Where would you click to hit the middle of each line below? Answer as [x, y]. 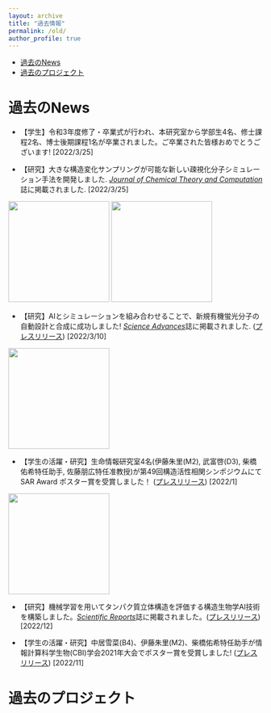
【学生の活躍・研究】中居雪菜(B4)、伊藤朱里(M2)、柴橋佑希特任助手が [138, 643]
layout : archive [35, 16]
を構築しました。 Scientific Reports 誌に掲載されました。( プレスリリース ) [140, 617]
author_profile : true [45, 38]
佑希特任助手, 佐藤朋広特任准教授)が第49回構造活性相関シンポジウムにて [141, 472]
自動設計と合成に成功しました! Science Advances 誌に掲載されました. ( [138, 326]
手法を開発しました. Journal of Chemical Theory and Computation [152, 179]
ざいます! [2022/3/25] [57, 152]
